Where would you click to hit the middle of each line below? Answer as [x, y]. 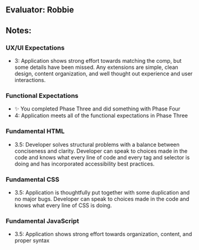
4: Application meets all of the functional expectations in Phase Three [101, 116]
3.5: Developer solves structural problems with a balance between [97, 144]
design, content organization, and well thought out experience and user [103, 74]
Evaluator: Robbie [40, 10]
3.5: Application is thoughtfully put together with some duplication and [102, 192]
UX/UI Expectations [35, 48]
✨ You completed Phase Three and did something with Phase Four [97, 109]
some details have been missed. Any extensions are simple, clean [96, 67]
